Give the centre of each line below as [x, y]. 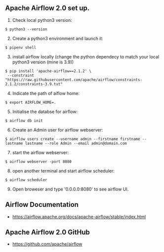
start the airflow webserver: [41, 152]
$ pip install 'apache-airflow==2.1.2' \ [48, 71]
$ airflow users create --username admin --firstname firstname [73, 139]
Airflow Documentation [42, 205]
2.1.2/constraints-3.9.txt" [34, 84]
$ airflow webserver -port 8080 [38, 161]
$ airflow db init [24, 121]
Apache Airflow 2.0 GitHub [48, 232]
